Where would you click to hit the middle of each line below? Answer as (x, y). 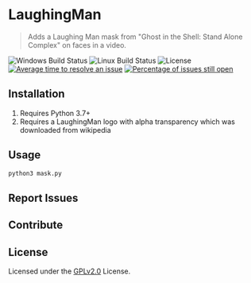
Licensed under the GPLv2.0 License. (70, 271)
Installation (37, 94)
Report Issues (43, 198)
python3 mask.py (35, 173)
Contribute (36, 225)
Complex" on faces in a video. (77, 45)
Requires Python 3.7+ (55, 113)
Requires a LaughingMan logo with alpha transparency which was (127, 122)
